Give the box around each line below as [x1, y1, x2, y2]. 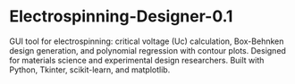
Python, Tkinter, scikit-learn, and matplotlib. [9, 64, 171, 75]
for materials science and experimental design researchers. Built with [9, 55, 265, 65]
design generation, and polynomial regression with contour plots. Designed [9, 45, 286, 55]
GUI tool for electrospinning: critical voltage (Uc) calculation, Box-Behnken [9, 36, 284, 46]
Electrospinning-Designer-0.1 [9, 6, 233, 27]
